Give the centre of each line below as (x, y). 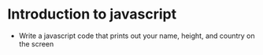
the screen (36, 43)
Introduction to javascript (92, 14)
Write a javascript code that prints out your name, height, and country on (137, 36)
